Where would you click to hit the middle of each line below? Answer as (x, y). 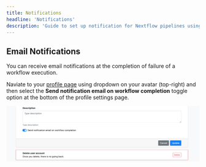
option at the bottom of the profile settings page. (68, 97)
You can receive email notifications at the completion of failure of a (91, 66)
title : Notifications (34, 13)
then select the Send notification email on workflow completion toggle (97, 91)
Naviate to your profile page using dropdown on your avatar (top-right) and (101, 84)
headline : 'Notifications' (41, 19)
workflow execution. (32, 73)
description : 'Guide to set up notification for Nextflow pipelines (96, 26)
